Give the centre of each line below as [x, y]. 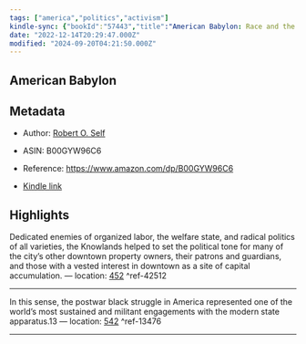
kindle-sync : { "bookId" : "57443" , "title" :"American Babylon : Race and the [153, 26]
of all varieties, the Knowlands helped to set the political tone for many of [147, 246]
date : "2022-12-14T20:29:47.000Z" [75, 35]
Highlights [40, 215]
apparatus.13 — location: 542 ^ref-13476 [86, 321]
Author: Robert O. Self [64, 133]
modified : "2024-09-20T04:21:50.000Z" [83, 43]
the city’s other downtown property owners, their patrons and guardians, [146, 256]
